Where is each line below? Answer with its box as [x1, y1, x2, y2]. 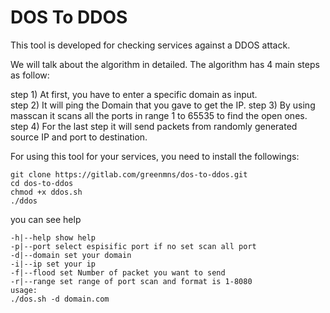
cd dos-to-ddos [10, 178, 74, 188]
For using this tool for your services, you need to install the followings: [10, 150, 300, 162]
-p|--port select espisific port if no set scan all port [10, 241, 257, 251]
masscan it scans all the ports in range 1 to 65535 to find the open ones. [10, 109, 308, 121]
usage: [10, 285, 38, 295]
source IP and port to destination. [10, 131, 148, 143]
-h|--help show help [10, 232, 97, 243]
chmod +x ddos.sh [10, 187, 83, 197]
